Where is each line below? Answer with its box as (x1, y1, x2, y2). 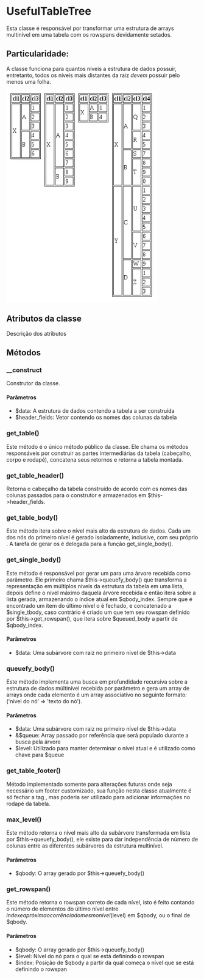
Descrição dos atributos (6, 330, 67, 337)
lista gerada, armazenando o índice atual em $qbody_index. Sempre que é (6, 595, 193, 603)
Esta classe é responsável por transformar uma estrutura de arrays (6, 24, 175, 32)
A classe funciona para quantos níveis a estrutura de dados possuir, (6, 65, 177, 72)
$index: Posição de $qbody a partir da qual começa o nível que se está (15, 959, 194, 966)
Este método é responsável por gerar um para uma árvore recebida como (6, 569, 191, 577)
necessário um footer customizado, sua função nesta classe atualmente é (6, 787, 192, 794)
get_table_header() (6, 471, 64, 479)
